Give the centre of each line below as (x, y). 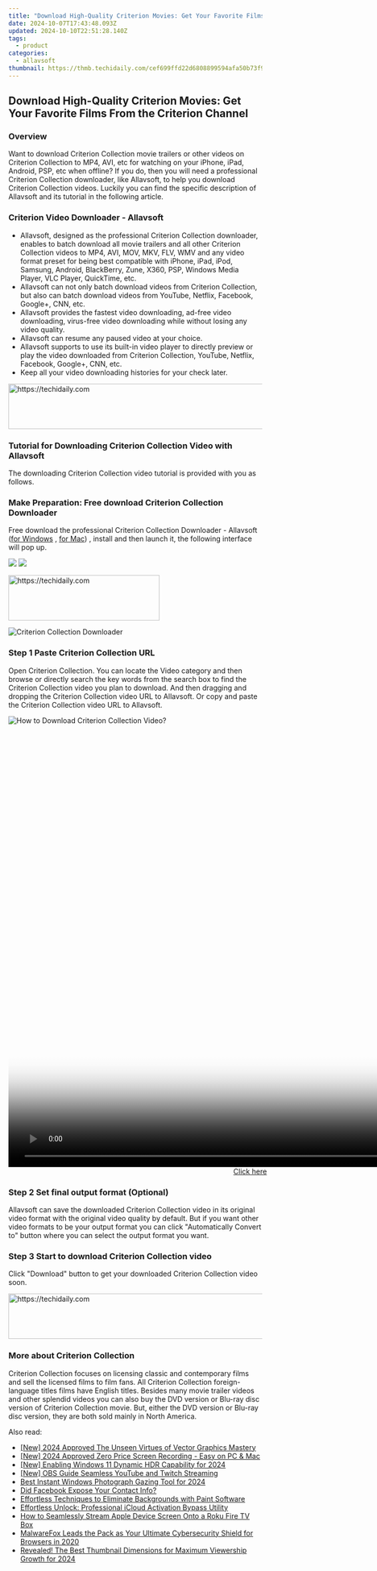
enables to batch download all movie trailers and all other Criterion (130, 243)
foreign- (227, 1382)
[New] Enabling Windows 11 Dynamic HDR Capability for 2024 (123, 1465)
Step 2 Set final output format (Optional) (89, 1192)
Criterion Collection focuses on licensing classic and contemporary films (129, 1373)
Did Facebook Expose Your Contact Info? (88, 1490)
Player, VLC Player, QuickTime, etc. (78, 278)
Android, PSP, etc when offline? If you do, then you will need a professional (133, 171)
